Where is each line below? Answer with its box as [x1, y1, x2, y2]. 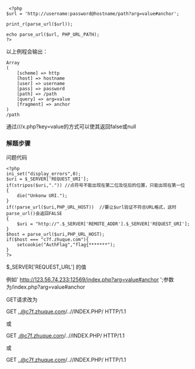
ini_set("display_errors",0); [6, 171, 81, 177]
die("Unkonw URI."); [17, 193, 68, 199]
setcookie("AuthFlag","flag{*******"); [17, 242, 116, 248]
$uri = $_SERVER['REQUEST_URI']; [6, 176, 89, 182]
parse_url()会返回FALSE [6, 211, 62, 217]
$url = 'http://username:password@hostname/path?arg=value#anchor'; [6, 11, 180, 17]
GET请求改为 [6, 296, 37, 303]
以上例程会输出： [6, 48, 48, 55]
